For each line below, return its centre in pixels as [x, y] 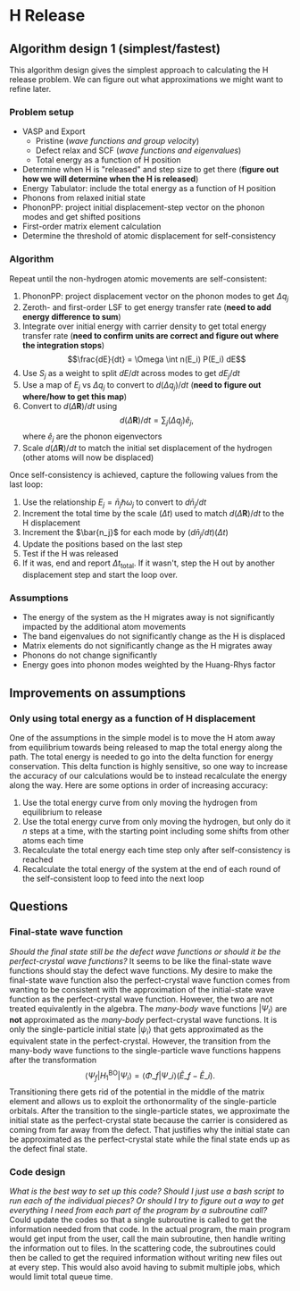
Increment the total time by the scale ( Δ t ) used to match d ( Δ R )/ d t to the [153, 514]
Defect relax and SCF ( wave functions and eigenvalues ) [138, 151]
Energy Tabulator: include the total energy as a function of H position [149, 189]
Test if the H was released [70, 554]
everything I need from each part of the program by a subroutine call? [138, 1210]
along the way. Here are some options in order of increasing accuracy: [139, 785]
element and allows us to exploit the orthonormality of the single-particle [143, 1101]
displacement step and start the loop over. [100, 574]
